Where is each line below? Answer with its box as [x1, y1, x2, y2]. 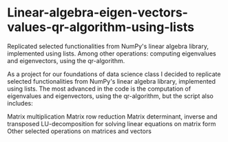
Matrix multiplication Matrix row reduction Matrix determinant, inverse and [7, 112, 218, 121]
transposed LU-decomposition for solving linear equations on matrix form [7, 119, 216, 128]
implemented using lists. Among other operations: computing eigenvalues [7, 49, 216, 58]
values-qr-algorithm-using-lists [7, 19, 195, 35]
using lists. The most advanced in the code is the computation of [7, 84, 191, 93]
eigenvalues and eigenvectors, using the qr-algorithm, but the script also [7, 91, 214, 100]
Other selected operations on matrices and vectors [7, 127, 152, 135]
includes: [7, 99, 33, 107]
